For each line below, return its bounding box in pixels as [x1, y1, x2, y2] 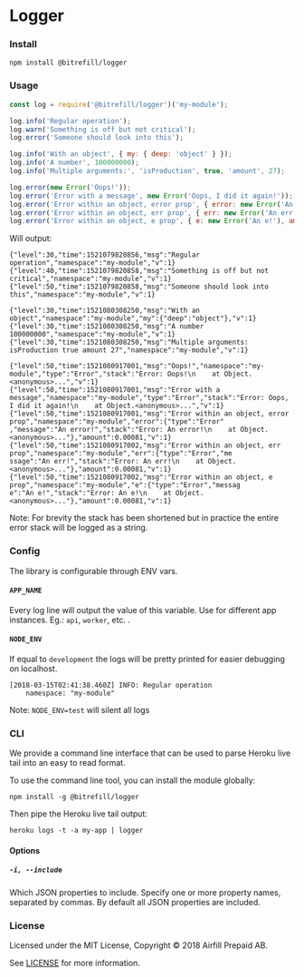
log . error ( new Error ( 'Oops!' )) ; [9, 182, 131, 191]
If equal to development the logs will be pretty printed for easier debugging [9, 653, 285, 664]
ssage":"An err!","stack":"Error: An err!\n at [9, 457, 204, 466]
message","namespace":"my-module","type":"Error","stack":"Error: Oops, [9, 394, 290, 403]
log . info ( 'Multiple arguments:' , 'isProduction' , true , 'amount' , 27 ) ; [9, 167, 286, 176]
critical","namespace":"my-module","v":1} [9, 274, 172, 284]
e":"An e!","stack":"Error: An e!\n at [9, 489, 172, 498]
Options [9, 845, 41, 855]
